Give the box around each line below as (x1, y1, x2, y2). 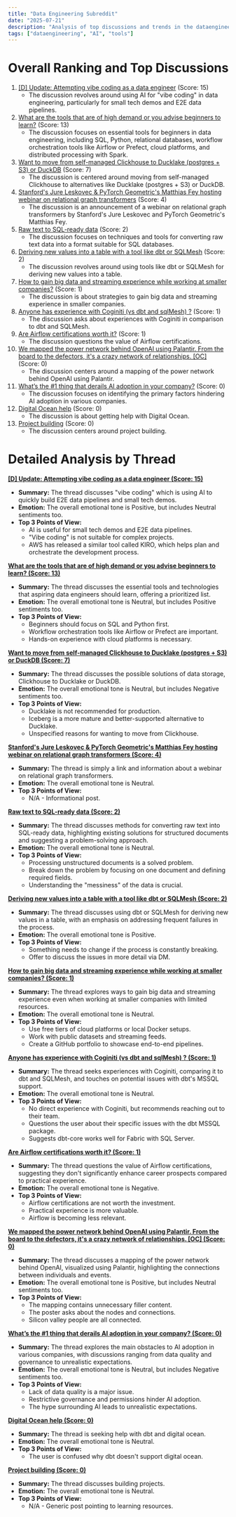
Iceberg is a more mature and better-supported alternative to (28, 715, 204, 723)
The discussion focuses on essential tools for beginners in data (28, 128, 211, 137)
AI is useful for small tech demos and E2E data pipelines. (28, 526, 193, 534)
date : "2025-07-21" (8, 17, 65, 24)
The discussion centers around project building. (28, 427, 167, 436)
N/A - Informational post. (28, 794, 101, 802)
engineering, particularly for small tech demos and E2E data (28, 98, 202, 107)
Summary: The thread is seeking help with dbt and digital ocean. (18, 1430, 206, 1438)
